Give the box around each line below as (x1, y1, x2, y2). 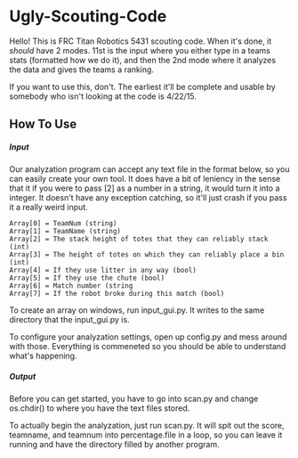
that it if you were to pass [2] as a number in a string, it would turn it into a (9, 183, 280, 193)
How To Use (9, 117, 77, 132)
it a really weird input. (9, 202, 88, 213)
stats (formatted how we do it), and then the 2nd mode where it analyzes (9, 54, 277, 65)
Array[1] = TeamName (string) (9, 227, 122, 236)
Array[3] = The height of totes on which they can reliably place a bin (9, 250, 285, 259)
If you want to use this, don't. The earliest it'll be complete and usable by (9, 81, 276, 92)
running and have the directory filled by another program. (9, 439, 220, 450)
